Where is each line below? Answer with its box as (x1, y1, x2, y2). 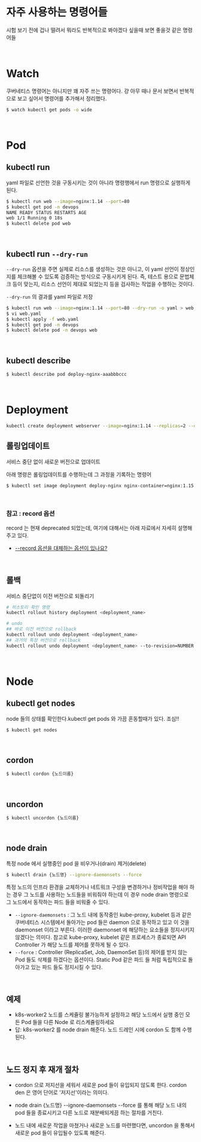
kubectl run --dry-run (6, 249, 89, 259)
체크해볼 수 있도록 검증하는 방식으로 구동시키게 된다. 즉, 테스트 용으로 (17, 273, 178, 280)
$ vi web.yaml (6, 311, 42, 317)
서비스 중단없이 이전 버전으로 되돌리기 (6, 592, 95, 599)
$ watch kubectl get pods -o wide (6, 107, 93, 113)
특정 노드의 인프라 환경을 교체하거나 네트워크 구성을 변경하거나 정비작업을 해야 (6, 883, 188, 891)
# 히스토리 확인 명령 (6, 604, 50, 611)
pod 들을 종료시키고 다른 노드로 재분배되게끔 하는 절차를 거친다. (14, 1109, 163, 1116)
